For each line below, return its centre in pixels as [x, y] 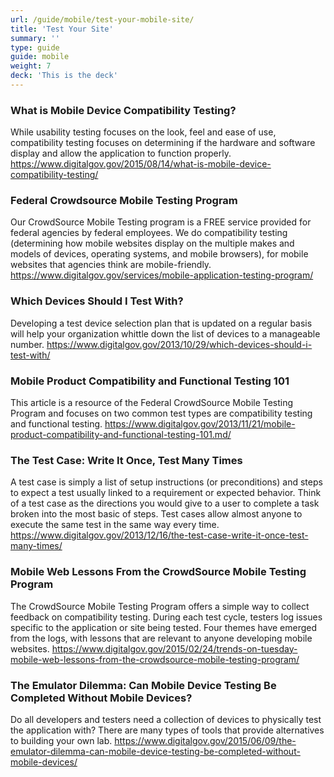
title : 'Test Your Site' [62, 29]
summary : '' [35, 38]
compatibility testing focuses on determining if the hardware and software [163, 143]
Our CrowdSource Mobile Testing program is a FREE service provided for [161, 222]
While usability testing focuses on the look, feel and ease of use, [143, 132]
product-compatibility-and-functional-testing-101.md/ [121, 435]
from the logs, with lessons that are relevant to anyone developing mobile [161, 638]
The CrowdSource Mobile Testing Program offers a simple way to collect [160, 606]
